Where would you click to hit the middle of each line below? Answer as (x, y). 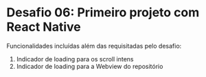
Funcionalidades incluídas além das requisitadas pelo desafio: (94, 46)
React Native (44, 27)
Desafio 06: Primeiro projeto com (103, 13)
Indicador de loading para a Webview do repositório (90, 66)
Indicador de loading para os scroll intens (75, 59)
